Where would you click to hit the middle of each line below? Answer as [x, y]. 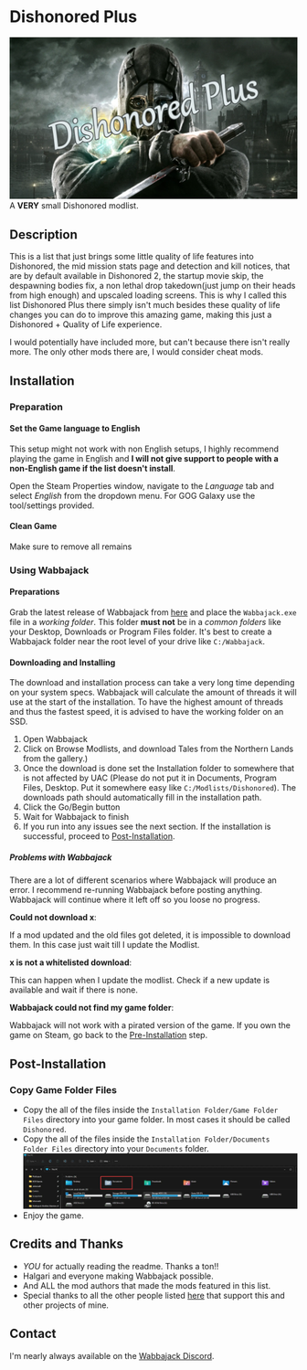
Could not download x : [53, 918]
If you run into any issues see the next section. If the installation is [147, 827]
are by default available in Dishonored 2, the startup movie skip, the [137, 276]
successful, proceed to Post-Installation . [99, 836]
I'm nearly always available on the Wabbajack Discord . [112, 1355]
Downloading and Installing [63, 662]
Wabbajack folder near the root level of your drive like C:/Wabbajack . [138, 642]
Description [43, 234]
